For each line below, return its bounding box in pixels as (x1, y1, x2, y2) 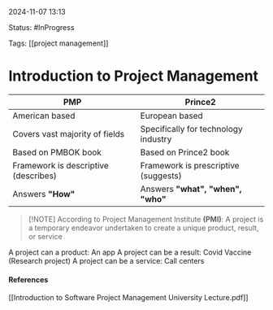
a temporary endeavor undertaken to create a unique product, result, (28, 223, 259, 233)
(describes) (12, 170, 57, 181)
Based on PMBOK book (12, 146, 102, 158)
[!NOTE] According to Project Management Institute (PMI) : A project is (28, 214, 264, 224)
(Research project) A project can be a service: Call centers (8, 255, 205, 265)
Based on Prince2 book (140, 146, 230, 158)
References (8, 274, 49, 284)
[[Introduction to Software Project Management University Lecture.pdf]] (8, 293, 249, 303)
